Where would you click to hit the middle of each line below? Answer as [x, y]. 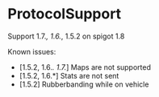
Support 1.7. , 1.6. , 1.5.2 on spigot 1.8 [66, 36]
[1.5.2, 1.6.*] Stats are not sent [69, 75]
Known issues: [32, 51]
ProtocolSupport [65, 14]
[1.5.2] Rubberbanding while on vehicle [84, 84]
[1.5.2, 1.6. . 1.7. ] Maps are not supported [85, 67]
